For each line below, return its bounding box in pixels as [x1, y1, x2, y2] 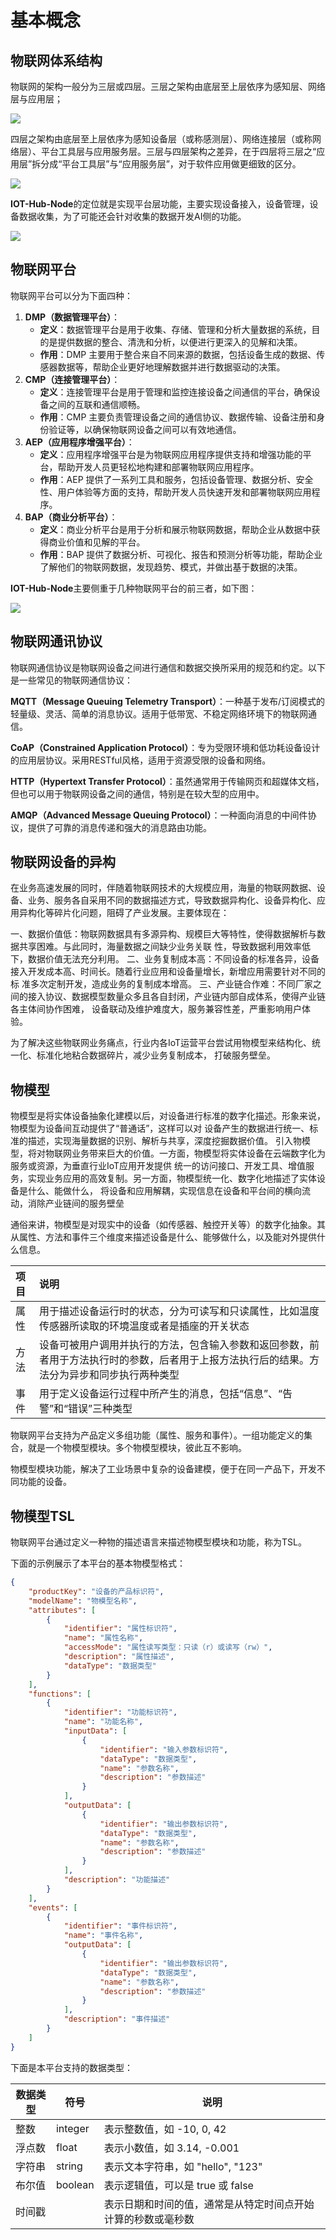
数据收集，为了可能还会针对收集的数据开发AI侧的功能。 [18, 211, 247, 222]
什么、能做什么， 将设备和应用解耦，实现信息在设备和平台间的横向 [27, 1185, 302, 1197]
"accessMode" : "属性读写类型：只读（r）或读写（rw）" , [63, 1642, 273, 1653]
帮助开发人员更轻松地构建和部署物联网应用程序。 [57, 461, 260, 473]
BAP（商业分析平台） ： [24, 511, 118, 523]
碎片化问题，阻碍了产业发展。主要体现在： [53, 907, 230, 919]
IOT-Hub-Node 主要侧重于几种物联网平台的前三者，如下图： [10, 582, 258, 594]
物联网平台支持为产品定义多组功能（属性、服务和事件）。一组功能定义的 [10, 1429, 304, 1441]
